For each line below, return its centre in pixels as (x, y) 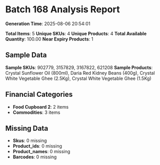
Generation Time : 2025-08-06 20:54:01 (48, 24)
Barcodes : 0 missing (35, 157)
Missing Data (27, 128)
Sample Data (26, 55)
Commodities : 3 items (36, 112)
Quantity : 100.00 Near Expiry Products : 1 (49, 39)
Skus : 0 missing (30, 141)
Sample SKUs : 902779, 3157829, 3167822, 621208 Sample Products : (79, 67)
